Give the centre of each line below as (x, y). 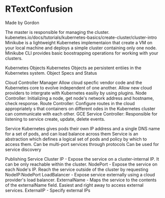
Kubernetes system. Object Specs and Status (51, 73)
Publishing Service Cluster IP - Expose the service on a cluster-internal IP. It (82, 159)
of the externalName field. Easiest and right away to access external (74, 185)
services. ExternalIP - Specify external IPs (48, 190)
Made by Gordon (22, 23)
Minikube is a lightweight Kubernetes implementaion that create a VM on (79, 42)
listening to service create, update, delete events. (55, 119)
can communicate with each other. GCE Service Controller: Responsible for (81, 113)
